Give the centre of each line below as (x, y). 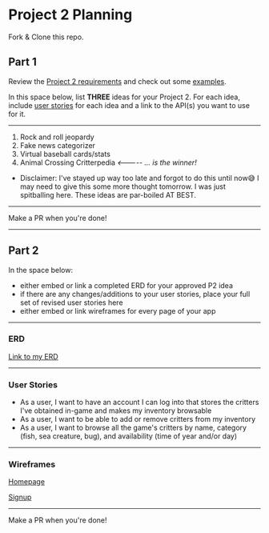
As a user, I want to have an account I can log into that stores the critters (139, 403)
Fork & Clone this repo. (46, 37)
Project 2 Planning (70, 15)
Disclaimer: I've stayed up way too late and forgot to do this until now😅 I (139, 178)
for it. (17, 114)
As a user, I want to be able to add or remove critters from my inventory (138, 419)
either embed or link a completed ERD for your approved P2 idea (126, 285)
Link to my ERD (33, 356)
